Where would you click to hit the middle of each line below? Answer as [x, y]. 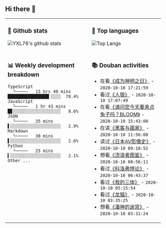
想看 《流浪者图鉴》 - [125, 155]
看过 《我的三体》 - [122, 182]
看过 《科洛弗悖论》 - [125, 168]
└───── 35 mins [33, 121]
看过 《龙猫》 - [117, 194]
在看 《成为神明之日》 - [127, 81]
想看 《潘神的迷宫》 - [125, 207]
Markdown [18, 131]
